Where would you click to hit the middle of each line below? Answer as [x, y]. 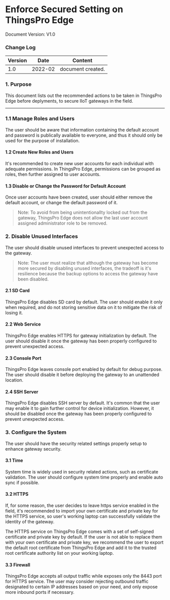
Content [82, 60]
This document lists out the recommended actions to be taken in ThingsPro [83, 96]
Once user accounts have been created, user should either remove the [79, 197]
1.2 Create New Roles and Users [39, 152]
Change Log [20, 47]
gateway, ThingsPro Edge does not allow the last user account [83, 218]
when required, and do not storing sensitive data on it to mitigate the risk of [84, 307]
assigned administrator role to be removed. [62, 223]
